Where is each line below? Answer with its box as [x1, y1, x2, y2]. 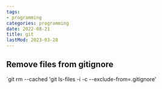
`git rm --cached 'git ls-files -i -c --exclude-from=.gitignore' [6, 75, 157, 82]
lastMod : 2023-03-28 [6, 37, 59, 43]
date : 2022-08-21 [6, 25, 50, 32]
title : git [6, 31, 34, 38]
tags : [6, 8, 20, 15]
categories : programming [6, 20, 69, 26]
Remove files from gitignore [6, 59, 114, 70]
